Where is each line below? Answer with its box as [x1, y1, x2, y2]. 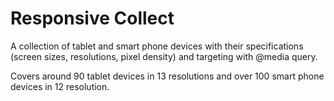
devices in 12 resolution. [10, 80, 110, 92]
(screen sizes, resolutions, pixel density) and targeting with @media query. [10, 50, 318, 62]
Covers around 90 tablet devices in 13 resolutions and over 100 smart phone [10, 70, 325, 82]
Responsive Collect [10, 7, 175, 30]
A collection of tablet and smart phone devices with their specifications [10, 40, 304, 52]
